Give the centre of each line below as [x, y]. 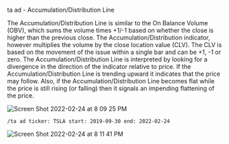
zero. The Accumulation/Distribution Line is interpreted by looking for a [107, 59]
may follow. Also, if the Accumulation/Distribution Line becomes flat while [111, 81]
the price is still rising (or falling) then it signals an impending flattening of [111, 88]
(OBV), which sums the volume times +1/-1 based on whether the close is [110, 30]
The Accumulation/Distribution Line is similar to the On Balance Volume [108, 23]
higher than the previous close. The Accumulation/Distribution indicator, [109, 38]
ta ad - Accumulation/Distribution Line [61, 10]
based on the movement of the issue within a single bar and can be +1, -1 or [114, 52]
